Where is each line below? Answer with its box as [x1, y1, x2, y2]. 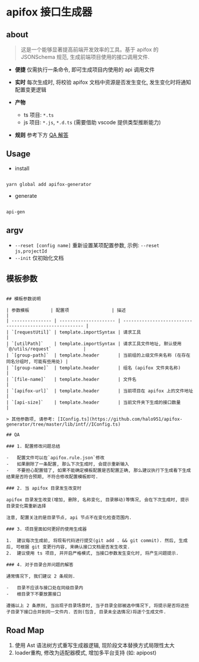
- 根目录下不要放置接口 [6, 591, 61, 597]
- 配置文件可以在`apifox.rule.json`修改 [6, 455, 105, 461]
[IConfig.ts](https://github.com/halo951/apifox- [57, 417, 183, 423]
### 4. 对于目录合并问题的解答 [6, 562, 74, 568]
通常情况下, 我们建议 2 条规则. [6, 573, 75, 579]
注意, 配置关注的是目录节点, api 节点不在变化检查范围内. [6, 515, 132, 521]
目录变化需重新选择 [6, 503, 46, 509]
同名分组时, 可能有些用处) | [6, 359, 68, 365]
